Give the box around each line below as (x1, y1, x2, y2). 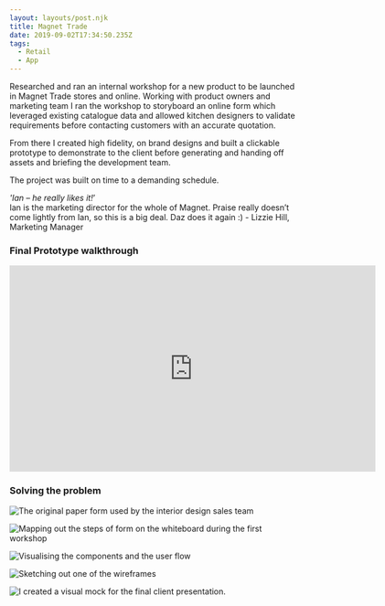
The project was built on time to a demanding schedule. (9, 175, 219, 186)
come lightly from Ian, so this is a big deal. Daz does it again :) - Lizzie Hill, (9, 212, 290, 222)
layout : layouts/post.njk (9, 13, 108, 23)
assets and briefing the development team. (9, 157, 171, 167)
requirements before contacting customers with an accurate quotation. (9, 120, 276, 131)
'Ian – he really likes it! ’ (9, 193, 96, 203)
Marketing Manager (9, 221, 84, 232)
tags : (9, 38, 30, 48)
